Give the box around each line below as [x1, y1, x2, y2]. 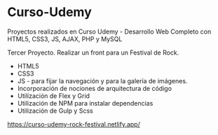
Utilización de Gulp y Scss [17, 106, 93, 115]
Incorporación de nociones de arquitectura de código [17, 84, 172, 92]
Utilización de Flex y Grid [17, 92, 90, 100]
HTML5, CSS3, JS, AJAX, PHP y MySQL [7, 34, 123, 43]
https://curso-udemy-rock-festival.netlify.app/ [7, 120, 140, 128]
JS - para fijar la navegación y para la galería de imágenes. [17, 76, 188, 85]
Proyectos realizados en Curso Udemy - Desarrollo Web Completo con [7, 27, 212, 36]
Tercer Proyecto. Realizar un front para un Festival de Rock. [7, 48, 179, 57]
